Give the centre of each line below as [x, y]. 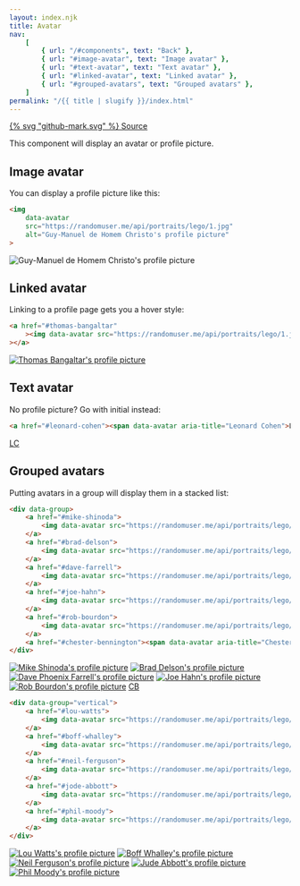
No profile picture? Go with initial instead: [85, 409]
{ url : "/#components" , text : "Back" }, [117, 51]
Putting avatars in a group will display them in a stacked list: [119, 492]
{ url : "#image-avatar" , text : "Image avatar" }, [135, 59]
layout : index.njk [43, 17]
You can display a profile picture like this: [85, 193]
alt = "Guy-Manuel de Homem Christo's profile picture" [127, 234]
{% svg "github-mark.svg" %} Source [79, 126]
